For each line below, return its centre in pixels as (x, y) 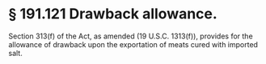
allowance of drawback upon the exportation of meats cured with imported (133, 44)
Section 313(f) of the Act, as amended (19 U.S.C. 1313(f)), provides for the (131, 36)
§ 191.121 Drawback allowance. (113, 14)
